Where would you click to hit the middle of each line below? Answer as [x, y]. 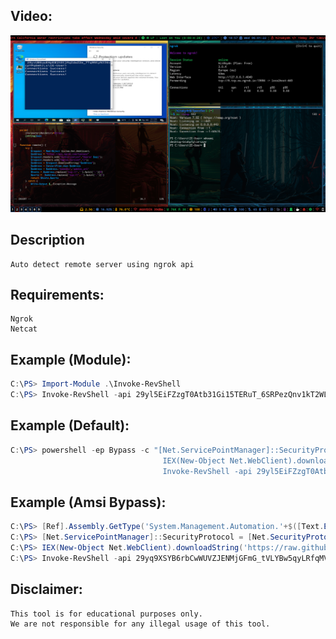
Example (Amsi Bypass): [88, 502]
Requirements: [57, 295]
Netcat [24, 329]
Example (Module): [71, 359]
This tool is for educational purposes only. [106, 614]
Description [47, 240]
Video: [31, 16]
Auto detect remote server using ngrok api [102, 264]
